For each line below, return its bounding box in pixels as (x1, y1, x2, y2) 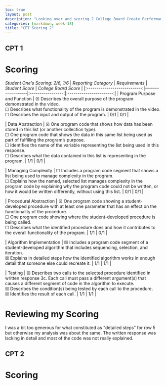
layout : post (5, 12, 32, 17)
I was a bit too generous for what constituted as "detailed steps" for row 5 (5, 325, 156, 331)
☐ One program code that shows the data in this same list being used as (5, 132, 153, 138)
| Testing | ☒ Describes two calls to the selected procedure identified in (5, 270, 151, 276)
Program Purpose (120, 91, 156, 96)
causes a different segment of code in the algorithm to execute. (5, 281, 135, 287)
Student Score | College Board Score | (5, 85, 83, 92)
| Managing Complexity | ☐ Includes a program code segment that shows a (5, 168, 159, 174)
